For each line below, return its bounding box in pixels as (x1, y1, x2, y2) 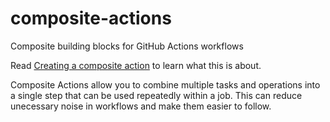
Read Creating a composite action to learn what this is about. (10, 59, 262, 71)
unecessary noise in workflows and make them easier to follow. (10, 100, 272, 112)
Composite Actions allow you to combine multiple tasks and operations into (10, 78, 321, 91)
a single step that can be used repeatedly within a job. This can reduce (10, 89, 303, 101)
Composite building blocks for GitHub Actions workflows (10, 40, 244, 52)
